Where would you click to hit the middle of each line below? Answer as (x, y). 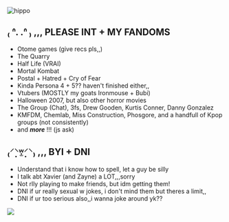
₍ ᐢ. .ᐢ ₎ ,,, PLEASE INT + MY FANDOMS (89, 32)
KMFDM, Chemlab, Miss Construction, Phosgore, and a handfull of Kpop (120, 114)
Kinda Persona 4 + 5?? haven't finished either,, (83, 85)
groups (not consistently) (53, 122)
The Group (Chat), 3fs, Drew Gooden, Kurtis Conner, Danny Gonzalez (116, 108)
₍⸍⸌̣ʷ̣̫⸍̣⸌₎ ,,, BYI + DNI (49, 152)
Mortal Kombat (38, 71)
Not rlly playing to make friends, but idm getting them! (94, 183)
